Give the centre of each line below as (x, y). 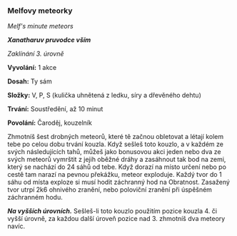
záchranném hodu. (35, 197)
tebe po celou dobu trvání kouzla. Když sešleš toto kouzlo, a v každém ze (115, 144)
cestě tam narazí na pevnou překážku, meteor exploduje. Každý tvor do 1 (115, 175)
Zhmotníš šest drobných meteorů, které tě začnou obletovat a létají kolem (116, 137)
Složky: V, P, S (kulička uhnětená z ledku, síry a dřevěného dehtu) (104, 96)
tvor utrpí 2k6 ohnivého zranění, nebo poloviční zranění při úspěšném (110, 190)
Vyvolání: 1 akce (32, 68)
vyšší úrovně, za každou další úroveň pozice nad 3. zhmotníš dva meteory (116, 219)
